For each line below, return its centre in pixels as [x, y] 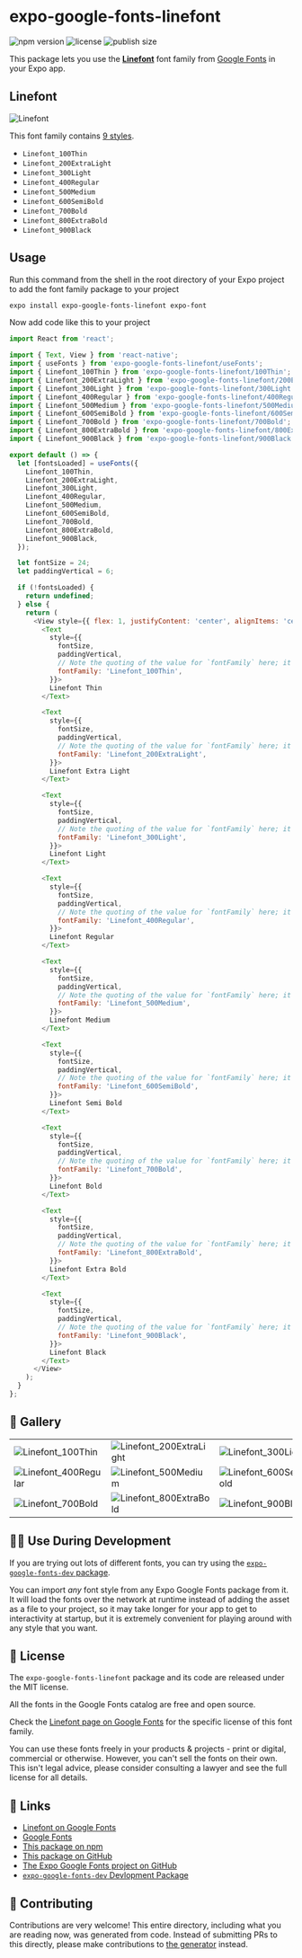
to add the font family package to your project [94, 288]
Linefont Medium [80, 1020]
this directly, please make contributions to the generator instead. [129, 1944]
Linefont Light [77, 854]
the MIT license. [39, 1688]
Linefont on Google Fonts [69, 1828]
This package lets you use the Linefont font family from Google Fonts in [142, 58]
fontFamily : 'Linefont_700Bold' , [120, 1170]
